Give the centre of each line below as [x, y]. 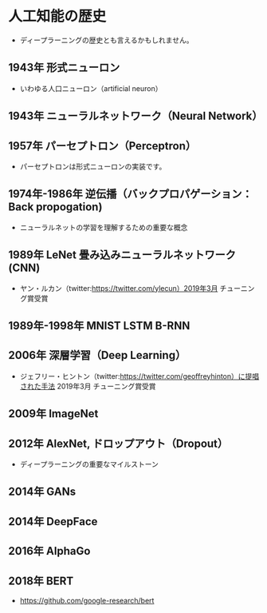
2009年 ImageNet [53, 414]
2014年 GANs [42, 492]
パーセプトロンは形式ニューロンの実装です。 [93, 166]
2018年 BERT [41, 581]
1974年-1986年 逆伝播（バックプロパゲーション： [130, 194]
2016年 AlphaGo [49, 551]
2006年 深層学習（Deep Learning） [97, 355]
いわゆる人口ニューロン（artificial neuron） [91, 88]
